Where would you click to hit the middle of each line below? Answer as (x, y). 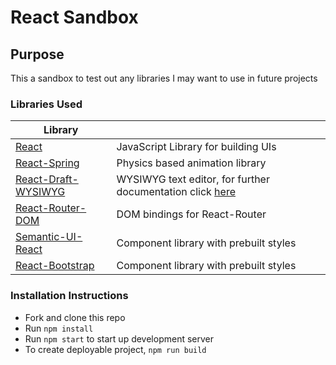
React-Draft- (47, 179)
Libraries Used (46, 104)
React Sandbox (74, 17)
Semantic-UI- (49, 237)
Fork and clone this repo (75, 317)
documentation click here (176, 192)
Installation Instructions (69, 296)
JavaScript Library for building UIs (196, 147)
